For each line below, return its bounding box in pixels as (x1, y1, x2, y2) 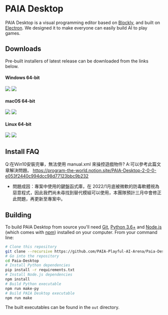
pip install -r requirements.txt (5, 267, 75, 272)
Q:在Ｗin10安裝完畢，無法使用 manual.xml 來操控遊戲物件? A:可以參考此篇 (5, 161, 157, 167)
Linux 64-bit (5, 121, 31, 127)
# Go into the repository (5, 253, 59, 258)
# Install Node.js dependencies (5, 272, 72, 277)
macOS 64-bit (5, 98, 35, 104)
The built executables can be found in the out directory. (5, 304, 120, 310)
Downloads (5, 44, 41, 53)
